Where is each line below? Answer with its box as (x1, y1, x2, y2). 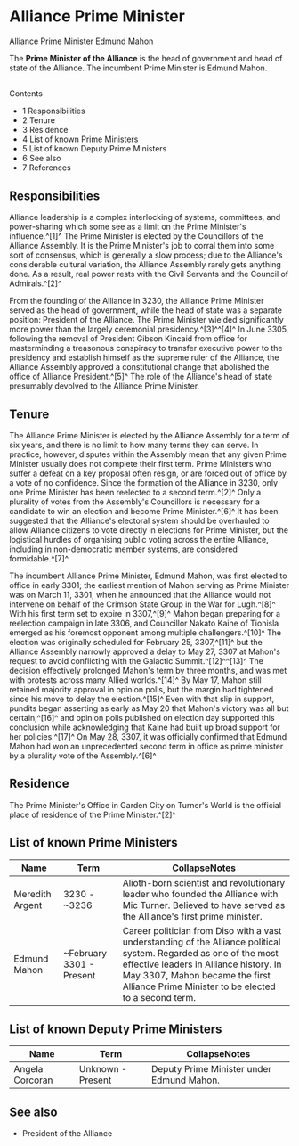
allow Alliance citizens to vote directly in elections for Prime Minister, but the (9, 524, 289, 536)
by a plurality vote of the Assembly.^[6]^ (9, 750, 157, 761)
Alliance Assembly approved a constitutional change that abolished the (9, 362, 270, 372)
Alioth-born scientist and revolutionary (122, 876, 286, 888)
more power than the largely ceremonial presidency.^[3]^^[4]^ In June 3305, (9, 323, 289, 335)
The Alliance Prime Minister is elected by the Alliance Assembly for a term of (9, 430, 290, 440)
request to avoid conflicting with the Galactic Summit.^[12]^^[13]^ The (9, 655, 264, 666)
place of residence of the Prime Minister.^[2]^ (9, 809, 176, 820)
